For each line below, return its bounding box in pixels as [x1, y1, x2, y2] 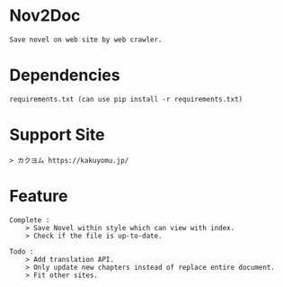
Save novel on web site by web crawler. [9, 35, 164, 44]
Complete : [9, 215, 50, 225]
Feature [9, 186, 68, 206]
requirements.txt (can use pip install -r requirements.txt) [9, 94, 243, 103]
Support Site [9, 125, 105, 145]
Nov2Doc [9, 5, 81, 26]
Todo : [9, 247, 34, 256]
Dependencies [9, 65, 120, 85]
